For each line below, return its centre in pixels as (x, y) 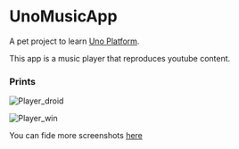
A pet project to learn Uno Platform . (74, 41)
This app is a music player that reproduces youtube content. (120, 58)
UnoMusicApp (63, 17)
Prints (22, 81)
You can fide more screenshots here (76, 136)
